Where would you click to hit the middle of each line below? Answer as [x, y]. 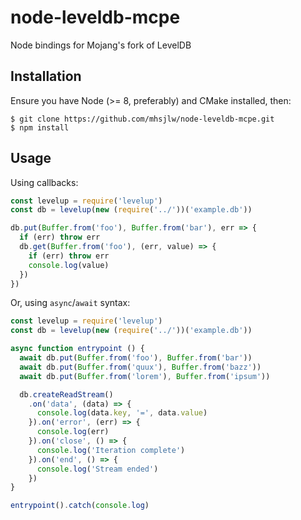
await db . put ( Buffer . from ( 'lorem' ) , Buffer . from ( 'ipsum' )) [145, 376]
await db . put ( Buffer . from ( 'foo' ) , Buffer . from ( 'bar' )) [136, 358]
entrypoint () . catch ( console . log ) [80, 506]
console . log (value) [69, 265]
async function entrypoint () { [77, 349]
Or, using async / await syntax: [70, 303]
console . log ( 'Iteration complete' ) [111, 450]
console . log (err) [73, 432]
